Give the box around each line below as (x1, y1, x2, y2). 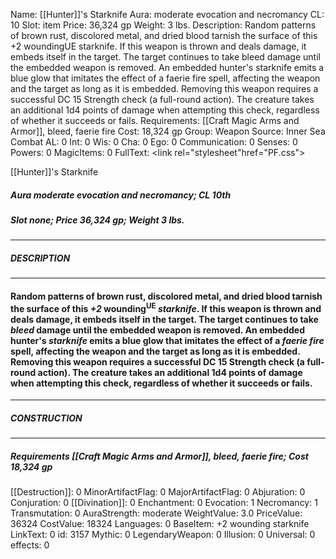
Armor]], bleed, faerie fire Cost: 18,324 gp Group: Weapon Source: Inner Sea (10, 125, 326, 137)
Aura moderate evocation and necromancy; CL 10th (10, 189, 232, 201)
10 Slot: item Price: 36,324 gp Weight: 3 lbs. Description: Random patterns (10, 19, 317, 31)
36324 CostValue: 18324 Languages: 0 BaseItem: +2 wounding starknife (10, 518, 310, 530)
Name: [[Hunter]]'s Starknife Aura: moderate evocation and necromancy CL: (10, 9, 325, 20)
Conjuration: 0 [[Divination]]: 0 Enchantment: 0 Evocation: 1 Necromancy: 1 (10, 497, 318, 509)
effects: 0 (10, 539, 50, 551)
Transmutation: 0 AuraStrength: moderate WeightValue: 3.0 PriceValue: (10, 507, 303, 519)
